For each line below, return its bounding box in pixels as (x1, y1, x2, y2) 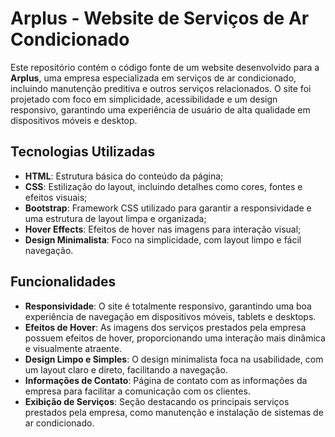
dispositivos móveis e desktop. (10, 114, 138, 126)
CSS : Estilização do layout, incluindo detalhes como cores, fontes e (24, 180, 303, 192)
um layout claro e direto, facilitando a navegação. (24, 363, 228, 376)
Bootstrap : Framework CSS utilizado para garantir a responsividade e (24, 202, 312, 214)
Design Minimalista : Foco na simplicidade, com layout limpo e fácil (24, 233, 302, 246)
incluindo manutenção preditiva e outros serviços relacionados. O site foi (10, 82, 312, 94)
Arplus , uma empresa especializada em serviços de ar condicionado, (10, 72, 297, 84)
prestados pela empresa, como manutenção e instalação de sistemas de (24, 406, 324, 418)
